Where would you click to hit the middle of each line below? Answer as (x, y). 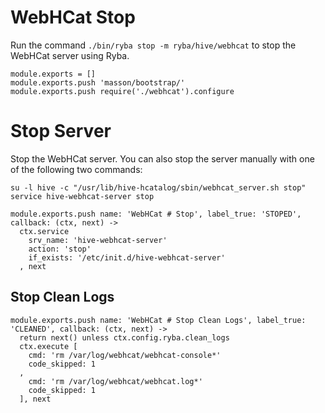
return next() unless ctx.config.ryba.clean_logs (124, 337)
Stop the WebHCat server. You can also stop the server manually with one (162, 158)
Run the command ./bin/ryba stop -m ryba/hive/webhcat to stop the (153, 45)
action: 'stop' (60, 249)
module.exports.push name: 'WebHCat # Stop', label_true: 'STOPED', (156, 214)
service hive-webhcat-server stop (82, 196)
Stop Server (61, 131)
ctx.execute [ (48, 346)
